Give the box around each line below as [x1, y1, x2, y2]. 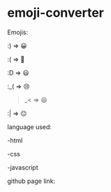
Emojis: [7, 28, 29, 36]
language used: [7, 122, 52, 131]
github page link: [7, 177, 56, 185]
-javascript [7, 163, 38, 172]
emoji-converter [7, 5, 105, 21]
